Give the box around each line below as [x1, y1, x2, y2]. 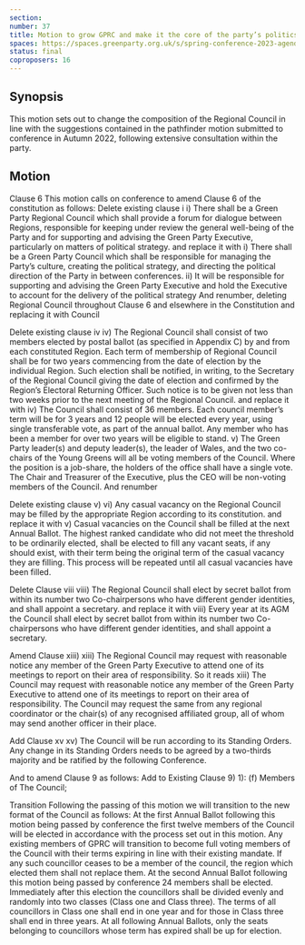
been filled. [9, 566, 52, 578]
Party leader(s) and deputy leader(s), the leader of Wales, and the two [9, 442, 272, 453]
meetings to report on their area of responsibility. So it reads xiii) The [9, 669, 267, 680]
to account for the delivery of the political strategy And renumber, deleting [9, 289, 288, 300]
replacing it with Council [9, 308, 100, 319]
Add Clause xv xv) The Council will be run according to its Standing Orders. [9, 735, 292, 746]
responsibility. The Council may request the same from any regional [9, 698, 262, 709]
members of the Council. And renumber [9, 481, 158, 492]
